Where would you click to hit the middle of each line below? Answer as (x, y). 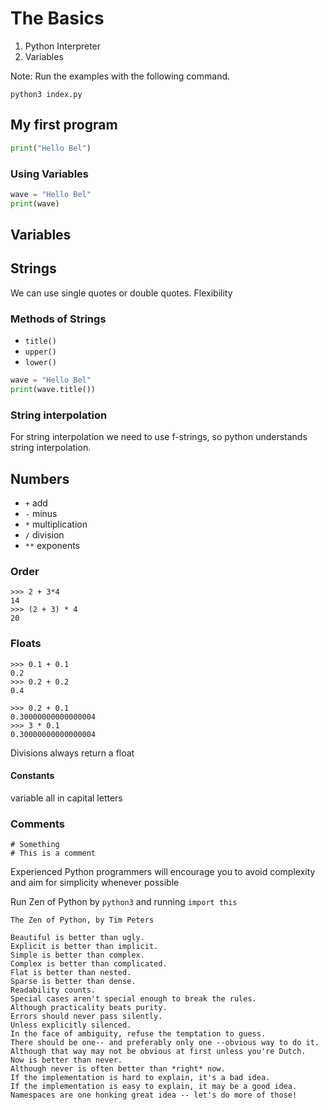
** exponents (52, 546)
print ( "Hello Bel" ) (51, 148)
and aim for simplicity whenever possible (95, 883)
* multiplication (56, 524)
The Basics (57, 18)
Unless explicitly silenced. (71, 1025)
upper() (40, 352)
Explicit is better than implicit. (84, 947)
